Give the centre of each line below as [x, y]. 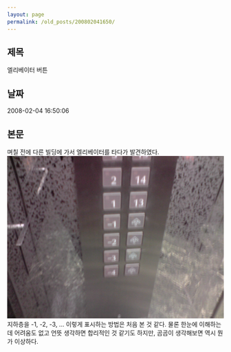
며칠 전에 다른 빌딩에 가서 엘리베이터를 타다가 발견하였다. [83, 152]
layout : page [26, 14]
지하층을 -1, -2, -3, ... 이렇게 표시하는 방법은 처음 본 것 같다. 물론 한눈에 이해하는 [114, 324]
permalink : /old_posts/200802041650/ [61, 22]
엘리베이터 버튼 [27, 70]
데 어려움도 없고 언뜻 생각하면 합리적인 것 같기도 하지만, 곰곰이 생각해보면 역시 [112, 333]
